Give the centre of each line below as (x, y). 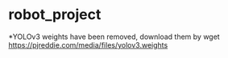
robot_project (55, 15)
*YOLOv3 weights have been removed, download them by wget (114, 37)
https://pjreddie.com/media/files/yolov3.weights (88, 44)
